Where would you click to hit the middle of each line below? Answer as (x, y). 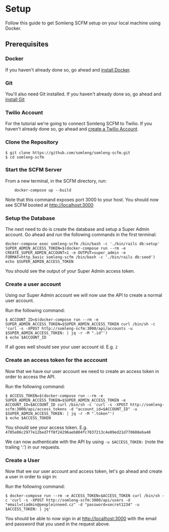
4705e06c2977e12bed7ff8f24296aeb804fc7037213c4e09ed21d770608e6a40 (78, 432)
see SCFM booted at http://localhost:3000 (49, 205)
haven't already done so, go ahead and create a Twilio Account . (72, 129)
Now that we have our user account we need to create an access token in (82, 371)
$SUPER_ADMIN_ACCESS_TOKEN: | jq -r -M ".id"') (57, 333)
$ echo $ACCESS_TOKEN (28, 418)
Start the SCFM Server (33, 170)
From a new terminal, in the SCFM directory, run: (56, 181)
